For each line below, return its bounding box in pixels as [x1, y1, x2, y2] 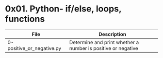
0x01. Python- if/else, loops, [5, 3, 122, 14]
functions [5, 13, 45, 24]
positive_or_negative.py [7, 45, 62, 51]
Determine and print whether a [69, 39, 139, 46]
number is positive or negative [69, 45, 138, 51]
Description [98, 31, 127, 37]
